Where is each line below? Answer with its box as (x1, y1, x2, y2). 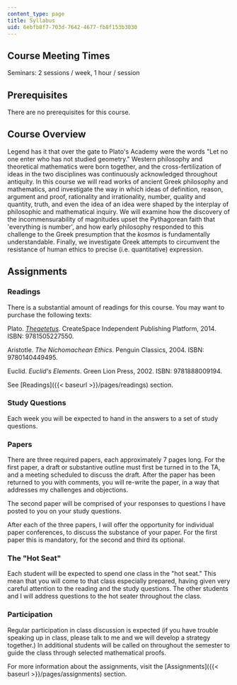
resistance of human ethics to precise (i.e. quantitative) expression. (7, 245, 204, 254)
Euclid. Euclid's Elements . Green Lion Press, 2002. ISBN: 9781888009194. (7, 366, 223, 375)
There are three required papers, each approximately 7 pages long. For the (7, 455, 225, 464)
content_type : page (7, 10, 65, 18)
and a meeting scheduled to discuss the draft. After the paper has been (7, 470, 216, 479)
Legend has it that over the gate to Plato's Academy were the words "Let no (7, 147, 229, 156)
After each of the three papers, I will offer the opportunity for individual (7, 521, 214, 529)
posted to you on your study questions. (7, 507, 122, 516)
